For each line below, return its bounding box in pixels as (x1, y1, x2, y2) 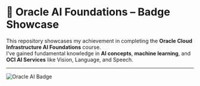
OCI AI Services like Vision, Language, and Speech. (6, 56, 134, 63)
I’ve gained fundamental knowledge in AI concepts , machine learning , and (6, 49, 191, 57)
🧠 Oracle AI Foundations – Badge (6, 5, 171, 19)
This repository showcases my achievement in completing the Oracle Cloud (6, 37, 192, 44)
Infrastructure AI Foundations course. (6, 44, 101, 51)
